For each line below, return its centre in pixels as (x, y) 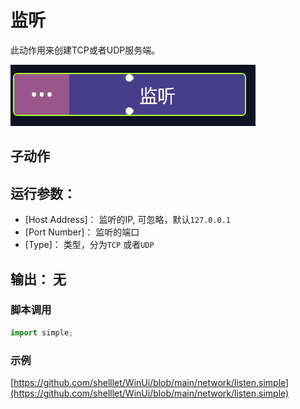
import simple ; (42, 332)
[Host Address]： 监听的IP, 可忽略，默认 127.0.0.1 (127, 220)
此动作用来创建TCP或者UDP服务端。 (85, 50)
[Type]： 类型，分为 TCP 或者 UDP (89, 245)
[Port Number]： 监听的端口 (82, 232)
